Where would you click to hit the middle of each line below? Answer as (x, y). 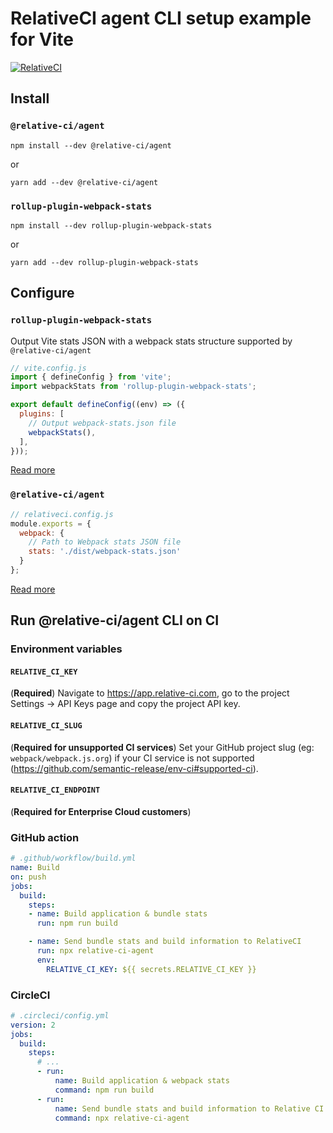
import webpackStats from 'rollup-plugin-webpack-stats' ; (133, 387)
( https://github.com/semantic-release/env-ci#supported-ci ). (134, 768)
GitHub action (45, 837)
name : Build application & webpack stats (142, 1081)
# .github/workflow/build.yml (73, 858)
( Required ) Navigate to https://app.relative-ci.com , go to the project (150, 693)
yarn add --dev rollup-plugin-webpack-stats (104, 262)
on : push (28, 877)
